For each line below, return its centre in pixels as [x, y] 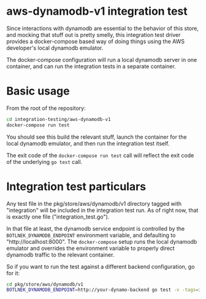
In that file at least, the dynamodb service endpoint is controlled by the [96, 228]
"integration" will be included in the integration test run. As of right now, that [102, 210]
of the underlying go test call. [44, 161]
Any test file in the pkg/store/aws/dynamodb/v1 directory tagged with [94, 203]
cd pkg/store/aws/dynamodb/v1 [45, 284]
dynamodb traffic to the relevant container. [60, 254]
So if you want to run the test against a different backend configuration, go [101, 266]
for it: [13, 273]
